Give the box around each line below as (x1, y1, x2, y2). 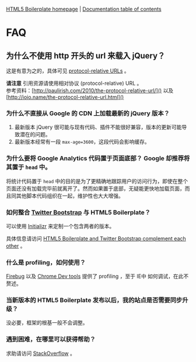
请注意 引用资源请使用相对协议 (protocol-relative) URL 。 (6, 80, 142, 87)
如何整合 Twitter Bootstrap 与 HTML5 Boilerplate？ (6, 208, 150, 216)
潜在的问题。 (19, 131, 51, 138)
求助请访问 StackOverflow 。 (6, 350, 76, 357)
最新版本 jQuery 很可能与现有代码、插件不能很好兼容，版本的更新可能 (14, 123, 182, 131)
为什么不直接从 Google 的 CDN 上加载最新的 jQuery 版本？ (6, 109, 170, 117)
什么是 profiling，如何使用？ (6, 258, 86, 266)
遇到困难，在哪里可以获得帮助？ (6, 335, 96, 343)
